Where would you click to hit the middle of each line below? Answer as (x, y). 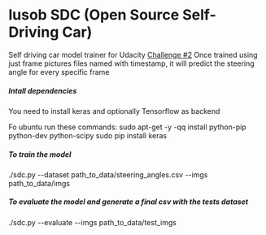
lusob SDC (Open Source (94, 15)
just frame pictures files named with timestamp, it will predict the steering (131, 63)
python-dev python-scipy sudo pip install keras (88, 135)
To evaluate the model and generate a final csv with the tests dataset (129, 202)
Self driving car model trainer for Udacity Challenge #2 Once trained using (133, 54)
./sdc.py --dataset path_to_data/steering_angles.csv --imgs (108, 174)
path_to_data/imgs (39, 183)
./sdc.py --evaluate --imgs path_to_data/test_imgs (93, 222)
